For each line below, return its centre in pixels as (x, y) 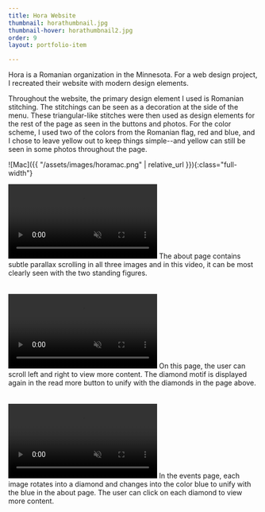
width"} (21, 173)
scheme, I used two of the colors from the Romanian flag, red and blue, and (132, 133)
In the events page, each (199, 476)
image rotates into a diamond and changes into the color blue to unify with (130, 484)
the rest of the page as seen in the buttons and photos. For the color (120, 124)
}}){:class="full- (211, 165)
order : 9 (23, 38)
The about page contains (200, 256)
